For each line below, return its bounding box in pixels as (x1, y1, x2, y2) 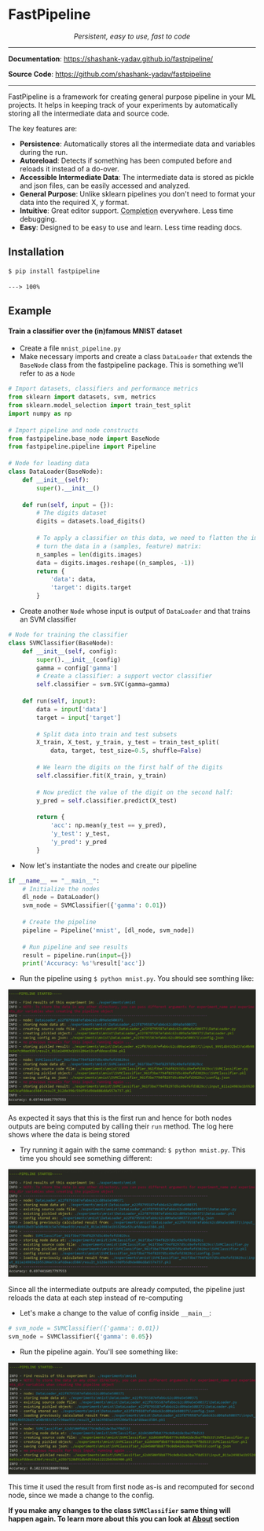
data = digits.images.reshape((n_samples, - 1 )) (36, 559, 195, 567)
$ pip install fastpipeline (8, 267, 101, 275)
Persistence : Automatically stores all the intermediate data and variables (19, 139, 255, 149)
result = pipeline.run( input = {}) (22, 951, 132, 960)
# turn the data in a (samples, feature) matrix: (36, 542, 202, 550)
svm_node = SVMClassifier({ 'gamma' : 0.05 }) (8, 1332, 153, 1341)
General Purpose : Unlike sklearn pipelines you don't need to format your (19, 189, 255, 198)
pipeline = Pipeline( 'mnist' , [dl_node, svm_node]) (22, 926, 195, 934)
